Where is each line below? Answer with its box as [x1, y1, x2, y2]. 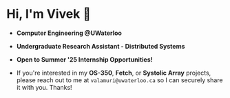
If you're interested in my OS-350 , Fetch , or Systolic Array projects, [16, 69, 211, 77]
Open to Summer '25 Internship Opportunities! [16, 55, 153, 64]
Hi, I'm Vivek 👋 [6, 6, 91, 22]
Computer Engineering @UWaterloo [16, 29, 122, 37]
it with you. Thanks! [16, 83, 73, 91]
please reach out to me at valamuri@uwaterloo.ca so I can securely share [16, 75, 223, 84]
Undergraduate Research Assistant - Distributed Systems [16, 42, 185, 50]
